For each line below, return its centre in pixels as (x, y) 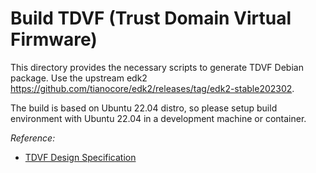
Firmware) (54, 39)
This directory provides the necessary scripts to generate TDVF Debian (157, 67)
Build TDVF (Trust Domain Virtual (151, 18)
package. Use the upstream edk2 (79, 78)
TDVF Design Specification (80, 157)
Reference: (33, 138)
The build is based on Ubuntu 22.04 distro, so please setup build (144, 108)
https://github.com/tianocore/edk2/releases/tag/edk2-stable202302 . (152, 88)
